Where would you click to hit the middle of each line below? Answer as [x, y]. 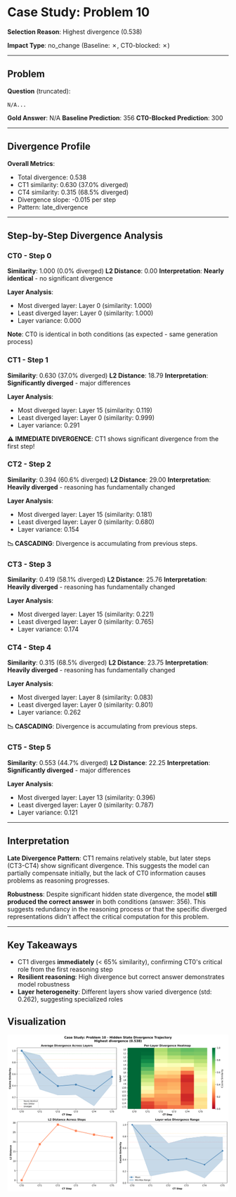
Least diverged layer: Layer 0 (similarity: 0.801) [85, 705]
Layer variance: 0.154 [48, 529]
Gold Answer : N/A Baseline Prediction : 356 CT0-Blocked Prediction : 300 [115, 117]
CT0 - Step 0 [29, 255]
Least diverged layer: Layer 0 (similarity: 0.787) [86, 805]
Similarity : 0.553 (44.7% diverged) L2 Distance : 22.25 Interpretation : [109, 762]
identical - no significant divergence [60, 279]
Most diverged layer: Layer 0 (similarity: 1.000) [85, 306]
